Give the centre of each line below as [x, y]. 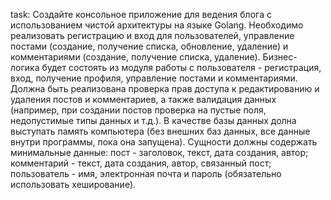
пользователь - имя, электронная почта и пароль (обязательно [146, 173]
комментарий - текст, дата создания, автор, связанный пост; [141, 163]
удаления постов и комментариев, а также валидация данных [143, 99]
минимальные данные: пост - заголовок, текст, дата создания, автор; [159, 152]
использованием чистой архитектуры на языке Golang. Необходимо [157, 25]
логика [25, 67]
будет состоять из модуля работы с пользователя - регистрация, [181, 67]
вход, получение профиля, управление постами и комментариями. [154, 78]
